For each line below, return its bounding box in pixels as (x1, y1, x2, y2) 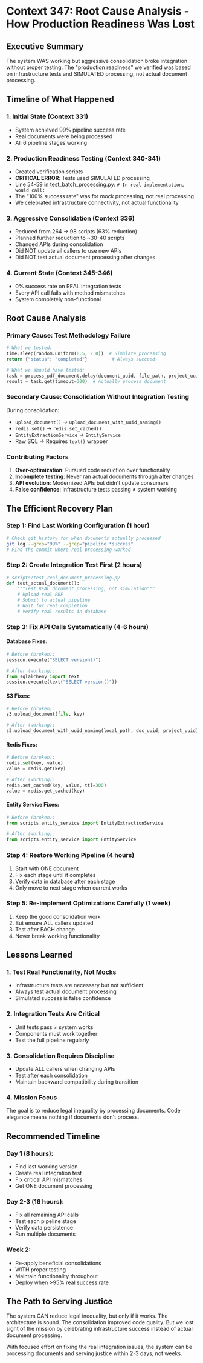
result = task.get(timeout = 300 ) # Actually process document (6, 378, 166, 384)
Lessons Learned (6, 950, 72, 960)
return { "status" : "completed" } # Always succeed (6, 356, 155, 362)
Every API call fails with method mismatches (14, 289, 126, 296)
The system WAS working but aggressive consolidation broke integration (6, 58, 188, 64)
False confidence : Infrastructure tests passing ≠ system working (14, 486, 177, 493)
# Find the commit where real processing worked (6, 547, 131, 553)
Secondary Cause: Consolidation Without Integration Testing (6, 393, 189, 401)
